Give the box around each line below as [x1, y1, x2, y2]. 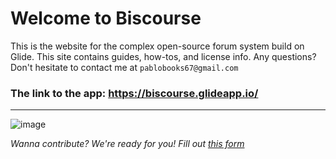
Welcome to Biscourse [10, 7, 202, 30]
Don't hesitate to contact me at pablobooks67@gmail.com [10, 61, 239, 73]
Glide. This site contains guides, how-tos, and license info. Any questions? [10, 50, 317, 62]
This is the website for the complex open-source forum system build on [10, 40, 305, 52]
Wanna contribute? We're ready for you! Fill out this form [10, 138, 245, 150]
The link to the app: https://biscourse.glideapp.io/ [10, 86, 259, 100]
